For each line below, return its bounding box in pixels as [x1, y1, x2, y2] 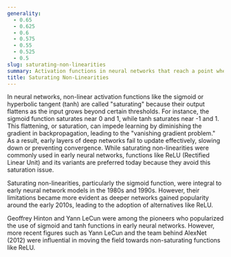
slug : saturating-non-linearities [7, 61, 107, 68]
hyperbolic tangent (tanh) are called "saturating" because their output [7, 100, 205, 109]
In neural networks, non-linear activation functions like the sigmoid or [7, 93, 204, 101]
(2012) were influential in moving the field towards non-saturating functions [7, 236, 221, 245]
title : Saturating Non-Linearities [7, 74, 109, 81]
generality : [7, 10, 41, 17]
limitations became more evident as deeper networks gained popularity [7, 194, 210, 202]
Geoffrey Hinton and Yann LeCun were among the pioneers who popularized [7, 214, 224, 223]
